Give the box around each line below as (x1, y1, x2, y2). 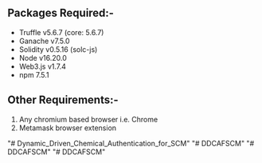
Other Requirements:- (7, 93, 119, 107)
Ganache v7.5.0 (18, 36, 70, 46)
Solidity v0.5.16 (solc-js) (18, 44, 98, 54)
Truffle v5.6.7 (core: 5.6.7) (18, 27, 104, 37)
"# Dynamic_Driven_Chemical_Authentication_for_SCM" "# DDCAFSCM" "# (7, 138, 255, 148)
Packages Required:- (7, 6, 115, 20)
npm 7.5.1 (18, 70, 49, 79)
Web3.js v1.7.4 (18, 62, 67, 71)
